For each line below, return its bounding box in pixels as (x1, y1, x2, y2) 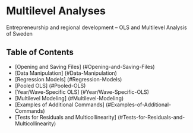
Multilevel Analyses (6, 4, 106, 18)
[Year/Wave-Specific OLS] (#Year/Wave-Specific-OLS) (14, 88, 150, 96)
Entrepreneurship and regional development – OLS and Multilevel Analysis (6, 24, 187, 31)
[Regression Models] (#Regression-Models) (14, 75, 122, 83)
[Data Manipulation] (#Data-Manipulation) (14, 69, 118, 77)
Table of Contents (6, 47, 74, 58)
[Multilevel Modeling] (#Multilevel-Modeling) (14, 94, 124, 102)
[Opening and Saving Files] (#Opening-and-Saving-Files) (14, 63, 156, 70)
